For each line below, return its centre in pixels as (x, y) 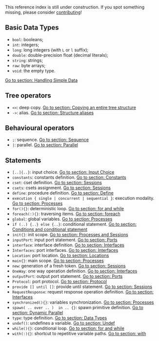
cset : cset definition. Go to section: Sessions (57, 183)
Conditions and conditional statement (50, 229)
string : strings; (27, 60)
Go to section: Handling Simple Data (41, 80)
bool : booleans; (28, 39)
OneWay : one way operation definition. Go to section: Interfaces (75, 271)
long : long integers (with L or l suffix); (50, 50)
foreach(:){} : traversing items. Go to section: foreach (66, 214)
